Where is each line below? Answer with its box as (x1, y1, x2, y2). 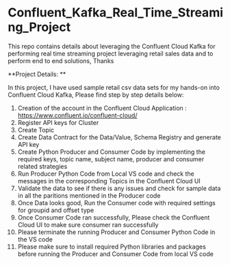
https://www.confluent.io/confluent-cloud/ (17, 111, 138, 119)
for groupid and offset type (17, 206, 94, 214)
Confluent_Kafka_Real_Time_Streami (8, 5, 224, 21)
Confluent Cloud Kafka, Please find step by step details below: (8, 91, 184, 99)
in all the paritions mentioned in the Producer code (17, 191, 161, 200)
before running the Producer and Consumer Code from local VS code (17, 249, 214, 258)
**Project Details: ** (8, 70, 66, 78)
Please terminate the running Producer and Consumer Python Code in (17, 228, 216, 236)
